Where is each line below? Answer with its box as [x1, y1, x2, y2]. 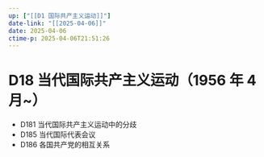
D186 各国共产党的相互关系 [19, 140, 111, 150]
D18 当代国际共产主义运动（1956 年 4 [8, 72, 257, 89]
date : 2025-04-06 [8, 27, 67, 35]
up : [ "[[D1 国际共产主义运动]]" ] [8, 11, 111, 20]
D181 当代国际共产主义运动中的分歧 [19, 120, 137, 130]
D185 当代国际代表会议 [19, 130, 96, 139]
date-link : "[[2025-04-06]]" [8, 19, 107, 27]
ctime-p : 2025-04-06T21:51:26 [8, 34, 111, 43]
